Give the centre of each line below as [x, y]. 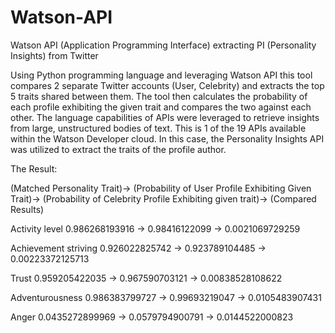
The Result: [34, 168]
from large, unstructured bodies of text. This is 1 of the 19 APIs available [158, 128]
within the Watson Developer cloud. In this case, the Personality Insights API [167, 138]
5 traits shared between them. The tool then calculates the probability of [159, 96]
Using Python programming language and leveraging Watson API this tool [161, 75]
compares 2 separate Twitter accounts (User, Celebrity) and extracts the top [167, 85]
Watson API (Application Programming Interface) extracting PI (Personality [163, 45]
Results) [27, 209]
